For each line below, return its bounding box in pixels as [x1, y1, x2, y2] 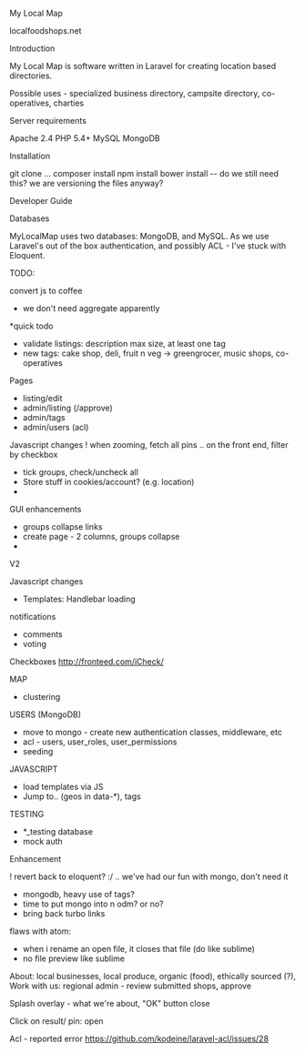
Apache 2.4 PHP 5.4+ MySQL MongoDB [9, 133, 161, 144]
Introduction [9, 43, 56, 54]
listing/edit [22, 393, 63, 403]
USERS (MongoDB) [9, 709, 82, 720]
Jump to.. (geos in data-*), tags [22, 791, 141, 802]
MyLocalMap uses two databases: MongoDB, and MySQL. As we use [9, 231, 269, 241]
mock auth [22, 836, 64, 846]
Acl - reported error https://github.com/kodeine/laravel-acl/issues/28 [9, 1033, 269, 1044]
